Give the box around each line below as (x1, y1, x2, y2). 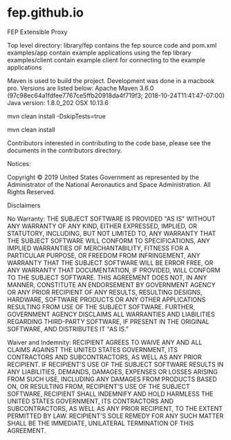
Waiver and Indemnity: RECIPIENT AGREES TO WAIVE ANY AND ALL (7, 338, 203, 347)
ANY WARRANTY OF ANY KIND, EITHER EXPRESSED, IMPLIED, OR (7, 221, 197, 230)
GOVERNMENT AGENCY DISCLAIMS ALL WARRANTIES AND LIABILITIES (7, 310, 215, 318)
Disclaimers (7, 201, 41, 209)
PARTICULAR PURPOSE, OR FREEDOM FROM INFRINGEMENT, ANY (7, 251, 201, 259)
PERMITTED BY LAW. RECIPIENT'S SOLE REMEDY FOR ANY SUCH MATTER (7, 412, 223, 420)
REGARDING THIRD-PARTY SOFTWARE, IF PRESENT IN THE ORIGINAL (7, 317, 210, 326)
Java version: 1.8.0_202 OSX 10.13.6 (7, 98, 109, 107)
